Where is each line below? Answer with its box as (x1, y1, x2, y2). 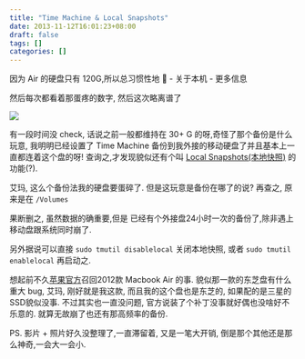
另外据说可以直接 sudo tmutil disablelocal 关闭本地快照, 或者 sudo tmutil (9, 244, 291, 254)
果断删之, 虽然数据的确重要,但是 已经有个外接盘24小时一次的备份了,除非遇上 (9, 213, 294, 224)
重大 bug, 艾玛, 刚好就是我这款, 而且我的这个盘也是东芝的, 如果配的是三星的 (9, 285, 292, 296)
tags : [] (9, 38, 43, 48)
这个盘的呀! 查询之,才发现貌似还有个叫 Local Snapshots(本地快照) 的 (40, 152, 297, 163)
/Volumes (35, 195, 69, 204)
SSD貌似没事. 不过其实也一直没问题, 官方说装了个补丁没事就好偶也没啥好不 (9, 297, 290, 308)
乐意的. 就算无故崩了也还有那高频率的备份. (9, 308, 168, 319)
